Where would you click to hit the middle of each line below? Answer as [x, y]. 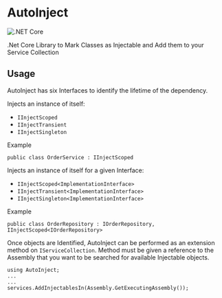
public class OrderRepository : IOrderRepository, [81, 224]
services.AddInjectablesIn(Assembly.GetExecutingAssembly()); [98, 288]
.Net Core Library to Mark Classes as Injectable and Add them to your [106, 45]
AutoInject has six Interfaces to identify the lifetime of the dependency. [108, 90]
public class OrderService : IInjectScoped [70, 157]
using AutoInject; [33, 270]
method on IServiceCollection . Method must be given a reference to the [111, 250]
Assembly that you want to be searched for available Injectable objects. [108, 257]
